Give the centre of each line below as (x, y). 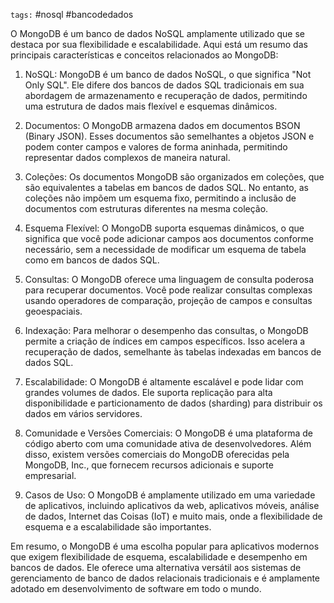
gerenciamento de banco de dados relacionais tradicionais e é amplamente (165, 578)
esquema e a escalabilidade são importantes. (118, 527)
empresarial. (50, 475)
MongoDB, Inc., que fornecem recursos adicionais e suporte (149, 465)
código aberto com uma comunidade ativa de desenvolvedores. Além (168, 443)
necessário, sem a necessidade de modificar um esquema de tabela (165, 249)
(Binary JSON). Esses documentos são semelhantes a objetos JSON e (169, 136)
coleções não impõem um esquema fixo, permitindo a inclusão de (160, 198)
